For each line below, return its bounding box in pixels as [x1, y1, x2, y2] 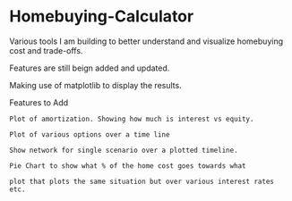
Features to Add [9, 96, 69, 108]
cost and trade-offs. [9, 45, 83, 55]
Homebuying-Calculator [9, 6, 194, 27]
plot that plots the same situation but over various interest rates [9, 177, 275, 186]
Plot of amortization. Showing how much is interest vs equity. [9, 114, 254, 123]
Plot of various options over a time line [9, 130, 170, 139]
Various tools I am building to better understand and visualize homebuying [9, 36, 284, 46]
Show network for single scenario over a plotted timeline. [9, 146, 239, 155]
